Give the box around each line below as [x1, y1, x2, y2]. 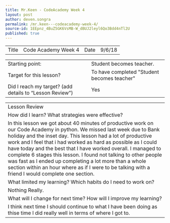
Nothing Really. [8, 187, 44, 194]
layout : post [5, 12, 33, 17]
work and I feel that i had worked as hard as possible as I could [8, 139, 157, 146]
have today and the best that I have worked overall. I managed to [8, 145, 161, 152]
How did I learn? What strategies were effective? [8, 112, 123, 118]
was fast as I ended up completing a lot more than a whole [8, 158, 147, 164]
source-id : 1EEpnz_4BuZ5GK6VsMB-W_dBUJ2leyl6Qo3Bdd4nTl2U [5, 26, 130, 31]
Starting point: [8, 60, 41, 67]
